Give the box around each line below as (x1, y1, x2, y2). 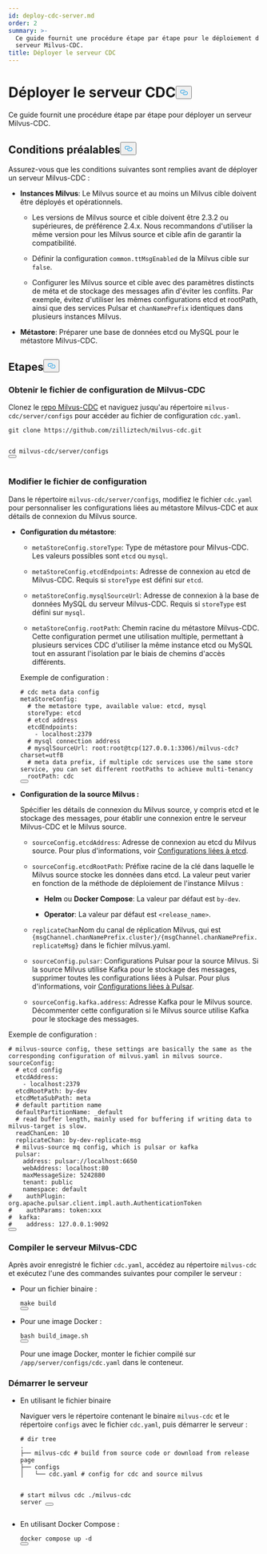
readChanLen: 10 (15, 1129, 70, 1137)
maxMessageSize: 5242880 (22, 1171, 106, 1179)
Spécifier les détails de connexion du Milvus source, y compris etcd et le (19, 804, 260, 814)
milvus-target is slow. (8, 1122, 88, 1130)
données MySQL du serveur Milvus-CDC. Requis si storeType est (31, 598, 246, 609)
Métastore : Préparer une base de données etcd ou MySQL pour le (19, 327, 240, 336)
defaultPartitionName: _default (15, 1108, 124, 1116)
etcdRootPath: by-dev (15, 1087, 88, 1095)
